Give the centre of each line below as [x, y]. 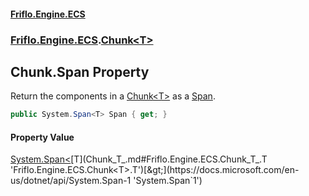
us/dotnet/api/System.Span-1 [71, 181]
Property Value [42, 137]
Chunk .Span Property [80, 71]
